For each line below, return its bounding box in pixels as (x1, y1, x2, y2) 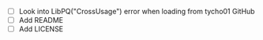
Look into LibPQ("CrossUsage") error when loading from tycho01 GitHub (18, 7, 255, 16)
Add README (18, 16, 64, 25)
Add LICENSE (18, 24, 64, 34)
